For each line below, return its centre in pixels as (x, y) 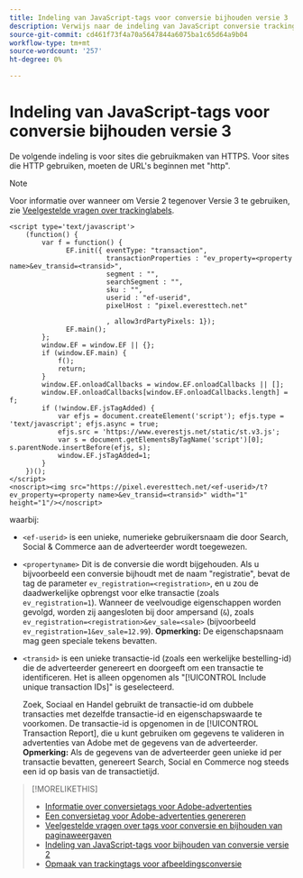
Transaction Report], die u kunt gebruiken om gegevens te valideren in (153, 733)
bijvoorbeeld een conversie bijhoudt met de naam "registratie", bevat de (156, 573)
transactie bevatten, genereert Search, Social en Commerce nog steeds (156, 762)
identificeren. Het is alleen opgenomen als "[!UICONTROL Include (144, 677)
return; (72, 369)
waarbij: (24, 519)
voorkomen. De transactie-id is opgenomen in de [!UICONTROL (140, 723)
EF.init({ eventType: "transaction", (137, 250)
